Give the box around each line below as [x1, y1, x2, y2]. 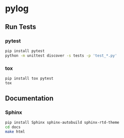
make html [5, 129, 25, 135]
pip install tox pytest [5, 76, 54, 81]
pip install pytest [5, 48, 45, 53]
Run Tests [5, 23, 36, 31]
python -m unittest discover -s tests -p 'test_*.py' [5, 53, 118, 58]
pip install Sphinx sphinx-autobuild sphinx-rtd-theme [5, 120, 120, 125]
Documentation [5, 94, 54, 103]
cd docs [5, 125, 21, 130]
